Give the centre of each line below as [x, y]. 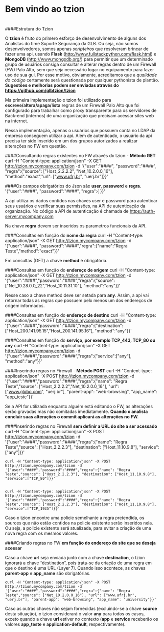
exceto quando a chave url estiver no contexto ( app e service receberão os [82, 619]
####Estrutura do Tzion [29, 29]
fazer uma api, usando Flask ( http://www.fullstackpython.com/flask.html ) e [81, 54]
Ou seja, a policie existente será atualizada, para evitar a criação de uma [78, 528]
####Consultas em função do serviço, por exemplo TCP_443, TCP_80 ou [80, 340]
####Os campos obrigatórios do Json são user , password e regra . [73, 186]
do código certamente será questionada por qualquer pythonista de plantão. [82, 80]
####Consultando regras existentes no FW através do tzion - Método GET [80, 156]
